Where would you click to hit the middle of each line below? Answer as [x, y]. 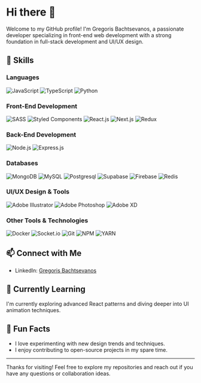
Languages [23, 77]
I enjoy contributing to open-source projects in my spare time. [91, 349]
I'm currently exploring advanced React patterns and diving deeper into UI [98, 304]
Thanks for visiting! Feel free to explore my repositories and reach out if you [100, 367]
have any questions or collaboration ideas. [58, 373]
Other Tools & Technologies [47, 220]
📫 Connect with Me [44, 253]
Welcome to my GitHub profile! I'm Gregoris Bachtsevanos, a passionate [95, 29]
